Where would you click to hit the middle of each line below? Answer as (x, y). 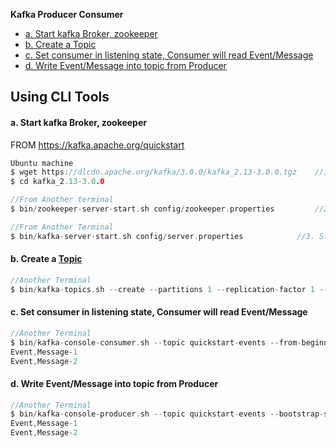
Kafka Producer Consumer (67, 14)
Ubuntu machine (42, 163)
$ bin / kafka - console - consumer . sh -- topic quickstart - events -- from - (156, 342)
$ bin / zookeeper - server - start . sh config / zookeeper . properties (142, 209)
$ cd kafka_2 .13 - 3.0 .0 (57, 182)
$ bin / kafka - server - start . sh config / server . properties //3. (162, 236)
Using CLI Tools (60, 97)
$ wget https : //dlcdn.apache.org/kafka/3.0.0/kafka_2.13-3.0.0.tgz (154, 172)
